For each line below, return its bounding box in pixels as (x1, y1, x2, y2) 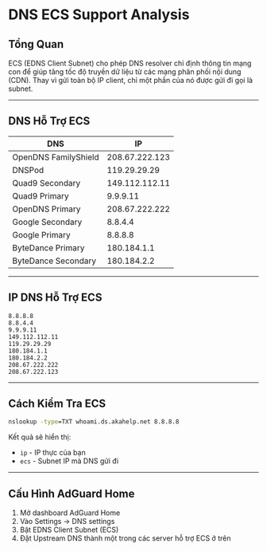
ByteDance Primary (12, 242, 85, 253)
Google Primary (12, 229, 71, 240)
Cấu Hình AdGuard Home (8, 486, 135, 500)
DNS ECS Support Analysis (8, 6, 190, 24)
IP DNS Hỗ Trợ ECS (8, 291, 103, 305)
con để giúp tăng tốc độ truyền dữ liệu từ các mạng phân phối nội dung (8, 67, 242, 77)
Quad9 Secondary (12, 177, 81, 188)
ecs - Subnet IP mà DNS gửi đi (19, 456, 119, 466)
